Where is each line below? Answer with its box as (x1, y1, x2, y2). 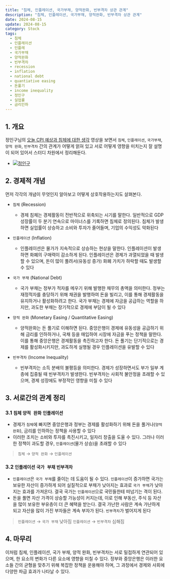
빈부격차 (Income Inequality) (12, 354, 69, 360)
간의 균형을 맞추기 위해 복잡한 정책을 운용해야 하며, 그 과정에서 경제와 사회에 (14, 562, 165, 568)
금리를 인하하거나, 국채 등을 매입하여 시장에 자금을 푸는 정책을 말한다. (25, 331, 162, 337)
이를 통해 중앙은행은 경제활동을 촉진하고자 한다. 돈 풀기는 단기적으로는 (20, 337, 159, 344)
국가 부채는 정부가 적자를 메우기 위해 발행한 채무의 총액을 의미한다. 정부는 (20, 285, 165, 291)
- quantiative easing (10, 78, 56, 84)
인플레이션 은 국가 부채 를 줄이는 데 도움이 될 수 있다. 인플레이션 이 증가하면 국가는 (12, 476, 164, 482)
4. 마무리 (5, 535, 32, 543)
